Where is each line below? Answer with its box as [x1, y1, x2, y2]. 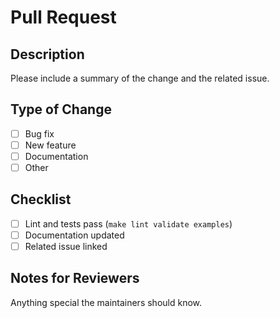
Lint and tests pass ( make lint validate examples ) [24, 217, 233, 230]
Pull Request [10, 6, 117, 29]
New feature [24, 139, 77, 151]
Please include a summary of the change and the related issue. [10, 72, 270, 84]
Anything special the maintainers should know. [10, 296, 203, 308]
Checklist [10, 191, 72, 208]
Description [10, 46, 85, 63]
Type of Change [10, 101, 112, 118]
